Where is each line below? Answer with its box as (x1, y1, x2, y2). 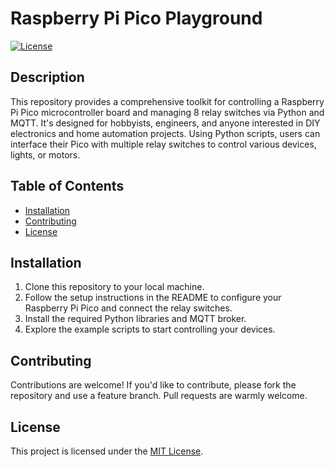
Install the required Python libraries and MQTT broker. (24, 313, 247, 325)
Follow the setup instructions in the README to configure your (24, 292, 282, 304)
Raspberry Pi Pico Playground (10, 7, 263, 30)
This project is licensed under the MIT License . (10, 445, 204, 457)
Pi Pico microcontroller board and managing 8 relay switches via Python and (10, 106, 325, 118)
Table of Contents (10, 178, 125, 195)
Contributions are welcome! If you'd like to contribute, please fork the (10, 379, 297, 391)
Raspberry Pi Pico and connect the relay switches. (24, 302, 233, 314)
